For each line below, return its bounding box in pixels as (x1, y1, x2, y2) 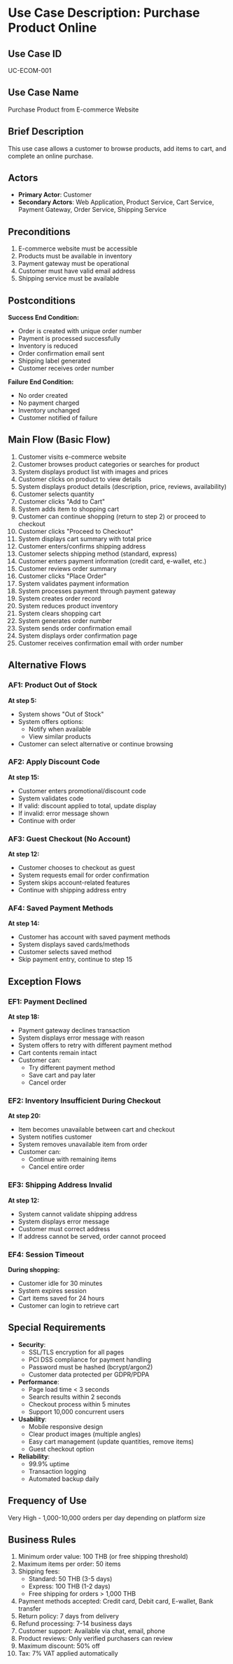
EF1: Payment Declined (8, 996, 87, 1006)
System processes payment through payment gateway (17, 586, 176, 595)
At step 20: (8, 1112, 41, 1120)
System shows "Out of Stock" (17, 710, 104, 718)
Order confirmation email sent (17, 349, 105, 358)
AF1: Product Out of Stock (8, 680, 97, 690)
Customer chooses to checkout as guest (17, 864, 136, 872)
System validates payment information (17, 579, 129, 587)
